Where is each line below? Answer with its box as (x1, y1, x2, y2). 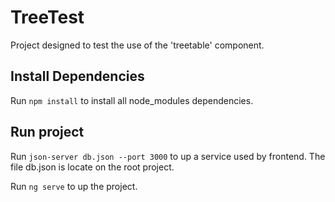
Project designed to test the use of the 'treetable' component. (10, 39, 265, 51)
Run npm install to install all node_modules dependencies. (10, 94, 254, 106)
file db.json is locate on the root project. (10, 161, 175, 173)
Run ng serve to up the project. (10, 180, 138, 192)
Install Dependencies (10, 68, 145, 85)
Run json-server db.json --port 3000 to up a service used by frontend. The (10, 150, 326, 162)
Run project (10, 124, 85, 141)
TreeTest (10, 6, 85, 29)
